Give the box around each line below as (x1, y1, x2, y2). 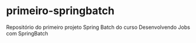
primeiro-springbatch (6, 4, 115, 18)
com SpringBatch (6, 29, 48, 37)
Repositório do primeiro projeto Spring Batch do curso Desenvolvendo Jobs (6, 24, 191, 31)
